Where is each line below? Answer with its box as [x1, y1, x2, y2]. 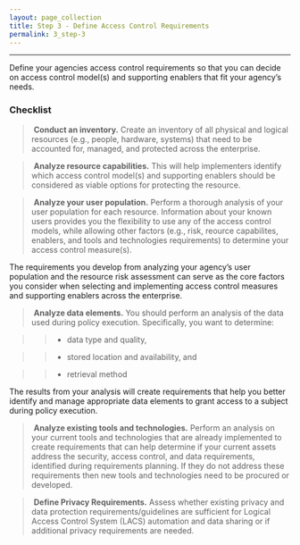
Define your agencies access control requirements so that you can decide [9, 63, 281, 73]
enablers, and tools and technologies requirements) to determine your [30, 234, 289, 246]
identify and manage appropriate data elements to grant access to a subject [9, 395, 288, 407]
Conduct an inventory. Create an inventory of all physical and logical [33, 124, 288, 135]
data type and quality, [66, 334, 147, 345]
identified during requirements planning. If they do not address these [30, 460, 285, 471]
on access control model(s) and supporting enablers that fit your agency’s [9, 72, 282, 83]
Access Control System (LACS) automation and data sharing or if [30, 516, 271, 526]
